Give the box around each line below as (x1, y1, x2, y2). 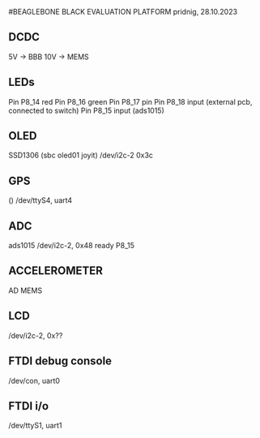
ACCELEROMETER (8, 264, 104, 278)
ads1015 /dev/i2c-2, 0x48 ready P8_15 (8, 241, 135, 251)
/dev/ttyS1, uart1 (8, 421, 62, 431)
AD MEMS (8, 286, 43, 295)
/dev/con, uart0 (8, 376, 61, 385)
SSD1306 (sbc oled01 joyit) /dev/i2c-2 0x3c (8, 150, 154, 161)
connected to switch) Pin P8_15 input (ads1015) (8, 105, 164, 115)
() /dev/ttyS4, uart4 (8, 195, 73, 205)
